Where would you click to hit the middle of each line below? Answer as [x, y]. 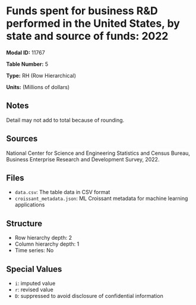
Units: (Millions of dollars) [38, 87]
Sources [22, 139]
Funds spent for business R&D [82, 11]
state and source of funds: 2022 [87, 36]
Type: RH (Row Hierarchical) [41, 75]
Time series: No [34, 250]
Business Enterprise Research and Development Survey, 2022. [83, 159]
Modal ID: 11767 [26, 52]
